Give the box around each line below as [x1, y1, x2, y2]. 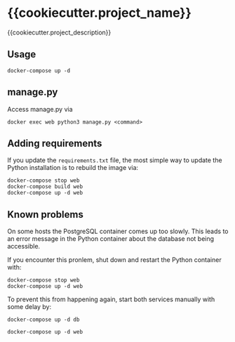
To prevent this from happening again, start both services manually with [7, 295, 215, 303]
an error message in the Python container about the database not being [7, 235, 215, 243]
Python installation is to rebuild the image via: [7, 164, 139, 172]
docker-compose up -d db [7, 316, 80, 324]
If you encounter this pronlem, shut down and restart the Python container [7, 256, 222, 264]
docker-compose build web [7, 183, 83, 190]
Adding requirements [7, 137, 102, 149]
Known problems [7, 209, 84, 221]
